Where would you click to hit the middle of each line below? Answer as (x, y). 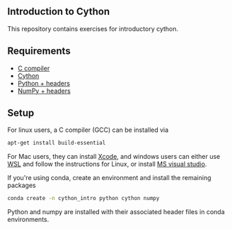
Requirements (39, 51)
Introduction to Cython (59, 12)
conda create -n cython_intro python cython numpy (83, 199)
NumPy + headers (44, 91)
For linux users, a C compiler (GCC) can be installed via (88, 130)
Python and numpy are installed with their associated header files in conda (116, 212)
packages (22, 185)
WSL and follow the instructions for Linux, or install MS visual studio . (107, 164)
